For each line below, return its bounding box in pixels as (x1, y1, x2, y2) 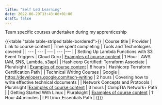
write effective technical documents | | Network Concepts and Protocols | (5, 79, 152, 85)
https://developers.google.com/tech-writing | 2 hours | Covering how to (5, 74, 149, 80)
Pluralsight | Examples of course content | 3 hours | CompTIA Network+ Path (5, 85, 158, 91)
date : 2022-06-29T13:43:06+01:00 (5, 12, 73, 16)
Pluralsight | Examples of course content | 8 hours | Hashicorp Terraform (5, 64, 151, 70)
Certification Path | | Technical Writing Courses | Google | (5, 69, 120, 75)
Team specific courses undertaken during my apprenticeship (5, 29, 127, 35)
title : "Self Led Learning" (5, 7, 62, 12)
